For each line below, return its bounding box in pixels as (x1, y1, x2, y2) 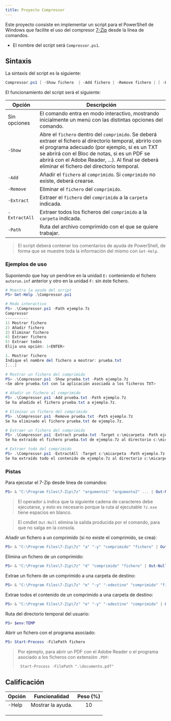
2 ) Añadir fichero (5, 325, 44, 330)
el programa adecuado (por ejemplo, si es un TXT (40, 143, 158, 151)
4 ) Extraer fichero (5, 334, 47, 340)
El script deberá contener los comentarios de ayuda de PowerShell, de (17, 243, 166, 249)
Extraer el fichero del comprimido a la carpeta (40, 194, 148, 201)
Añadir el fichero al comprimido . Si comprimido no (40, 171, 156, 178)
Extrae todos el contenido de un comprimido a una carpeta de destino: (5, 591, 154, 598)
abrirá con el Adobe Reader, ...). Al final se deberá (40, 156, 159, 163)
